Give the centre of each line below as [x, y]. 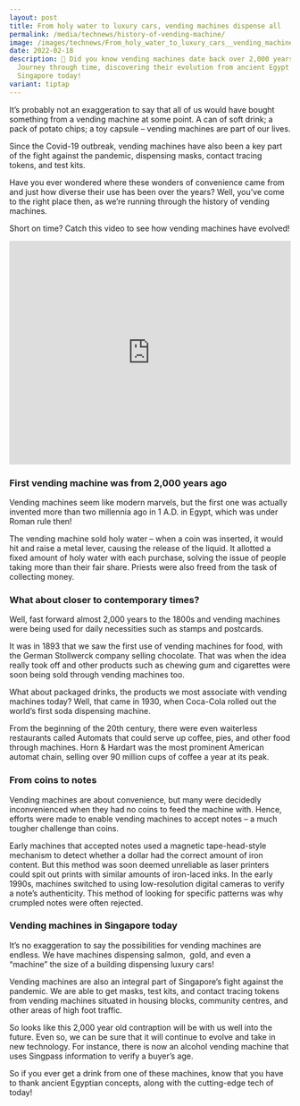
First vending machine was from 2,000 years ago [118, 482]
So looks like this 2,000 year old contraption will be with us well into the [141, 1027]
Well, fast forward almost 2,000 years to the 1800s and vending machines [145, 619]
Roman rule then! [41, 521]
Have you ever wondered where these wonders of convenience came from [147, 182]
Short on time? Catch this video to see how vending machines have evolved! [150, 228]
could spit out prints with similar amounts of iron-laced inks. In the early [142, 874]
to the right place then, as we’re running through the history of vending [139, 201]
